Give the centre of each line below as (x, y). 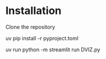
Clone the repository (30, 27)
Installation (34, 11)
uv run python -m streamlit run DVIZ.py (53, 49)
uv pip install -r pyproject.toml (42, 38)
